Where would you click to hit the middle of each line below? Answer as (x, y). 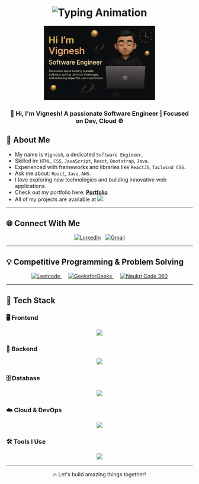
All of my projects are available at (55, 199)
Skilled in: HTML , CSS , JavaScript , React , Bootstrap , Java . (82, 161)
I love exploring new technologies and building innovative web (91, 179)
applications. (30, 186)
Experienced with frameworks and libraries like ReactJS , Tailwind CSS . (100, 167)
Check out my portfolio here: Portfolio (61, 192)
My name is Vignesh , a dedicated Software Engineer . (79, 154)
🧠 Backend (22, 349)
